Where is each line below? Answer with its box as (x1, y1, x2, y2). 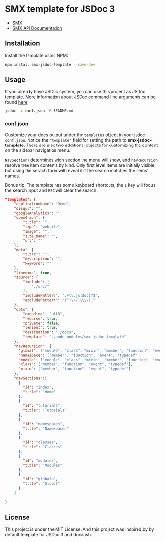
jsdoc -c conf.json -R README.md (5, 108, 74, 114)
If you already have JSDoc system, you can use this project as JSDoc (5, 89, 146, 95)
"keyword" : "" (23, 261, 52, 266)
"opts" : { (14, 307, 34, 312)
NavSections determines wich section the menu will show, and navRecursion (5, 157, 158, 163)
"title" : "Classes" (23, 444, 63, 449)
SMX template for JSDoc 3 (5, 3, 115, 15)
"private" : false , (23, 321, 60, 326)
